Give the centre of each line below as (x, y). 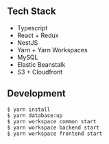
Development (37, 93)
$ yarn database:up (35, 115)
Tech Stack (32, 11)
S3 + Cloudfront (40, 72)
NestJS (27, 42)
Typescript (32, 28)
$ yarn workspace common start (52, 121)
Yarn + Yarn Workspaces (52, 50)
